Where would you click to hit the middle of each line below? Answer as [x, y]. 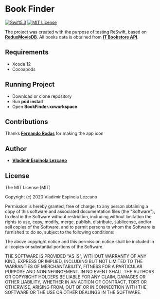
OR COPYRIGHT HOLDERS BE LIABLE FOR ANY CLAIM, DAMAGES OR [75, 277]
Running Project [30, 84]
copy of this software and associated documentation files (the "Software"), [80, 211]
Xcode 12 [21, 64]
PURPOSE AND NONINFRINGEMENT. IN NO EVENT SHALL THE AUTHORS [80, 272]
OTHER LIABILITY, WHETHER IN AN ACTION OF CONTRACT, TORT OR [76, 282]
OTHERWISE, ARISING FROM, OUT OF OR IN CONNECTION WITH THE [76, 287]
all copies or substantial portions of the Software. [54, 247]
